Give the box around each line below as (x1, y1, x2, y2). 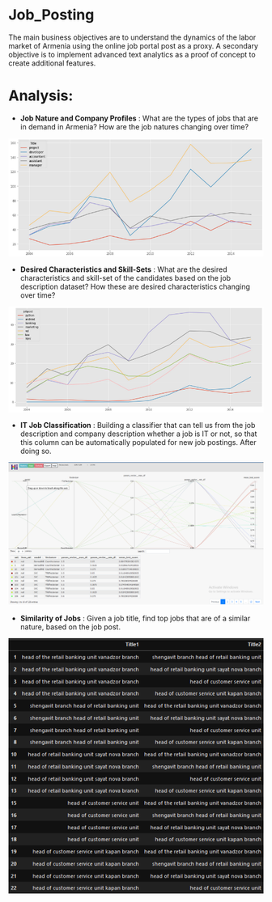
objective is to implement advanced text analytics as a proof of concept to (8, 49, 257, 59)
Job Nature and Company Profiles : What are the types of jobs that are (19, 113, 259, 123)
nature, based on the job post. (19, 622, 121, 632)
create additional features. (8, 58, 96, 68)
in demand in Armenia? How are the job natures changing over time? (19, 121, 249, 131)
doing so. (19, 447, 52, 456)
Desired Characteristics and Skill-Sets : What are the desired (19, 265, 228, 274)
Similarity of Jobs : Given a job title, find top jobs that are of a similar (19, 613, 251, 624)
